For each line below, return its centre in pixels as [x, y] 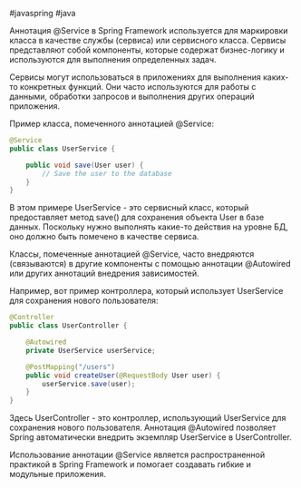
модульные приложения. [58, 474]
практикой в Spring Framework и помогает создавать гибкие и [130, 464]
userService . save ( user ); [89, 384]
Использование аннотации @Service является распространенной [137, 455]
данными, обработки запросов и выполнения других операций [132, 96]
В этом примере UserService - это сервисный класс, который [129, 208]
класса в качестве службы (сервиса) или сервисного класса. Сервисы [148, 40]
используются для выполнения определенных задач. [113, 59]
